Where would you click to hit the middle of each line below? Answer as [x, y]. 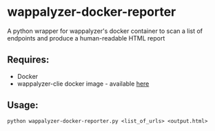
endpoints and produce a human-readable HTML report [86, 38]
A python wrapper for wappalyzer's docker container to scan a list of [105, 31]
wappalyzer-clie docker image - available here [83, 84]
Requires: [28, 60]
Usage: [23, 105]
